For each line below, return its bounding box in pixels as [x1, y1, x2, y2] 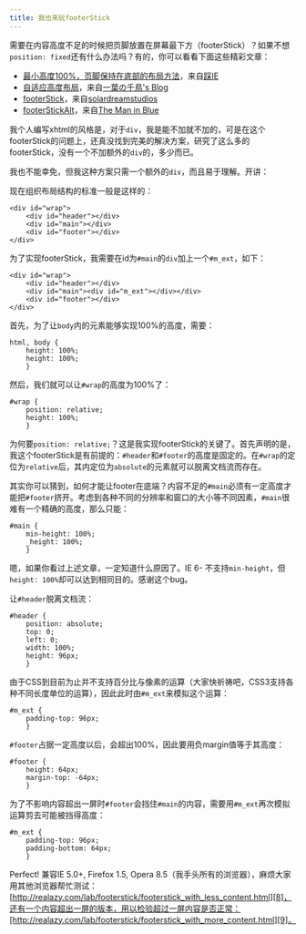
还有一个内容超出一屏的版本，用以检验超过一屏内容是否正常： [9, 903, 241, 914]
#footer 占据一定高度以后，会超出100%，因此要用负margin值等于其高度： [9, 739, 285, 750]
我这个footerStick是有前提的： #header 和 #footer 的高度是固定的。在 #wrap [9, 449, 280, 460]
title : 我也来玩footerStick [9, 13, 111, 23]
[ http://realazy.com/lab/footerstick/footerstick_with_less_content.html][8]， [9, 891, 292, 902]
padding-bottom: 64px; [25, 844, 112, 853]
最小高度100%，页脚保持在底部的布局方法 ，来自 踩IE [22, 70, 219, 81]
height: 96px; [25, 651, 79, 661]
